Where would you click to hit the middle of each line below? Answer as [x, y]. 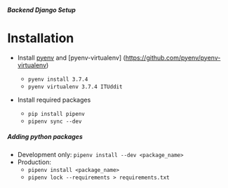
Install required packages [54, 100]
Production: [34, 162]
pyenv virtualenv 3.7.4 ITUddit [75, 87]
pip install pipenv [56, 114]
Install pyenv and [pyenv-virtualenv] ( [72, 58]
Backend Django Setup [41, 10]
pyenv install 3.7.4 [58, 79]
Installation [41, 38]
